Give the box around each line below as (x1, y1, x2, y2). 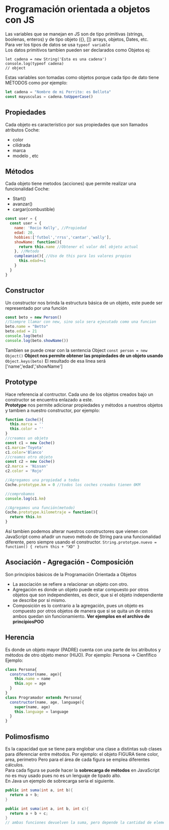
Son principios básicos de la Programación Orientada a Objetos (5, 571, 137, 577)
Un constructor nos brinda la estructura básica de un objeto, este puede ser (5, 300, 163, 306)
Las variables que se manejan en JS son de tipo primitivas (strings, (5, 31, 144, 37)
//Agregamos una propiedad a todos (5, 477, 80, 483)
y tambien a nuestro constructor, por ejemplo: (5, 407, 100, 413)
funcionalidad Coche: (5, 186, 50, 192)
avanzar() (12, 201, 33, 207)
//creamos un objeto (5, 436, 49, 441)
